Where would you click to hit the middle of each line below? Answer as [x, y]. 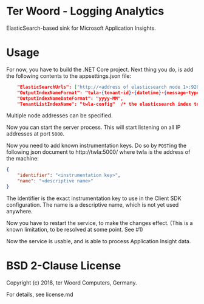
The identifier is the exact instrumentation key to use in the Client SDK [94, 198]
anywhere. [19, 211]
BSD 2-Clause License [64, 266]
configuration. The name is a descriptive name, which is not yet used [93, 204]
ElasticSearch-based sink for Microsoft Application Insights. [81, 28]
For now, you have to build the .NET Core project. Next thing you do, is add [100, 69]
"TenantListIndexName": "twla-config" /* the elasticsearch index [104, 104]
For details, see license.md [40, 294]
